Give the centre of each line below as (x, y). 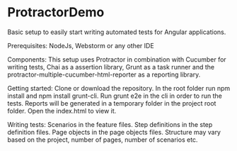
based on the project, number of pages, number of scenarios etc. (103, 140)
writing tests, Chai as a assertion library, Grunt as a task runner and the (111, 67)
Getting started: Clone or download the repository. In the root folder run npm (119, 88)
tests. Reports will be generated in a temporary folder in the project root (112, 103)
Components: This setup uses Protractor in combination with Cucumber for (117, 59)
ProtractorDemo (56, 12)
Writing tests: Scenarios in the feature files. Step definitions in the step (110, 124)
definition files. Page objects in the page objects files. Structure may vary (114, 132)
